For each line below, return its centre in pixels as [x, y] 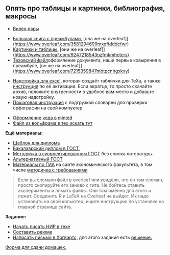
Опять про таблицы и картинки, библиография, [85, 8]
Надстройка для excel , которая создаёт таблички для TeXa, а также [87, 80]
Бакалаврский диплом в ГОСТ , [46, 148]
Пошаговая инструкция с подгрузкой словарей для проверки [80, 102]
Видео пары [26, 29]
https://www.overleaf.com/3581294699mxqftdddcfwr [71, 44]
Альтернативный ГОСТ [38, 159]
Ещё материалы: [24, 133]
